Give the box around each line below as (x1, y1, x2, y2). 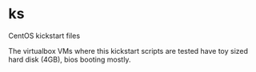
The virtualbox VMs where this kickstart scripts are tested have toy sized (8, 46, 249, 55)
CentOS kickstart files (8, 31, 81, 40)
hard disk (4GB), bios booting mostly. (8, 55, 131, 64)
